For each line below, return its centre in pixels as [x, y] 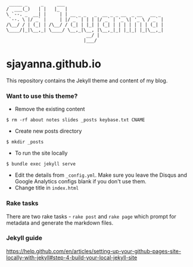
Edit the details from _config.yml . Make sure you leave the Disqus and [101, 175]
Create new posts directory [48, 131]
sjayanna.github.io [54, 64]
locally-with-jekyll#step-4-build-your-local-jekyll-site [72, 257]
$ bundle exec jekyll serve [41, 164]
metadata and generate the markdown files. [60, 223]
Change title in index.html [47, 188]
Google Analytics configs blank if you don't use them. [81, 182]
